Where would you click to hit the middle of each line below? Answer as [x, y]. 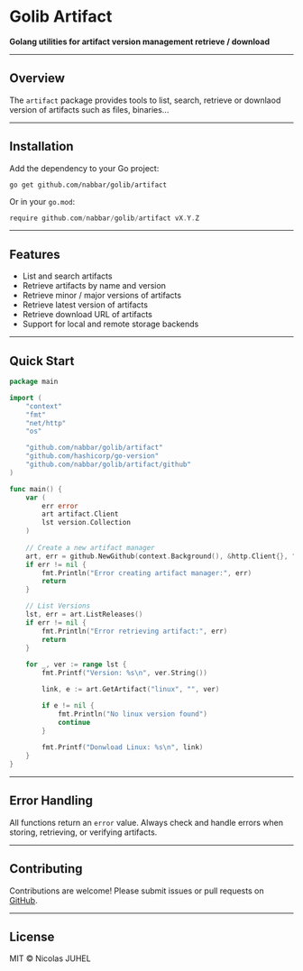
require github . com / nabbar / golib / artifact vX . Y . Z [105, 218]
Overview [37, 78]
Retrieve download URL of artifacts [87, 315]
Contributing [46, 869]
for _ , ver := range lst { [76, 664]
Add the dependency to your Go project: [84, 168]
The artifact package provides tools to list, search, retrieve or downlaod [145, 100]
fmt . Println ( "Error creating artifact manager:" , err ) [147, 573]
